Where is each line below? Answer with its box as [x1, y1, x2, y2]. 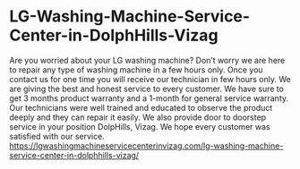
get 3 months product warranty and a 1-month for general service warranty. [9, 92, 289, 104]
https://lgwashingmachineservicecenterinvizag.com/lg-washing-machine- [9, 140, 284, 151]
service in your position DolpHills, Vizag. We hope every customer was [9, 121, 270, 131]
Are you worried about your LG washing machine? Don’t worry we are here [9, 55, 286, 65]
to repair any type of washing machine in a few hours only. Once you [9, 64, 263, 75]
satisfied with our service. [9, 131, 105, 141]
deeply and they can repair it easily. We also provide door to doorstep [9, 112, 267, 123]
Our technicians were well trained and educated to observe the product [9, 102, 273, 113]
